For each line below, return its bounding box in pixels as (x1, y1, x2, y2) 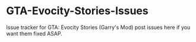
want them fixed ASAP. (6, 30, 62, 37)
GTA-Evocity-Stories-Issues (6, 4, 148, 18)
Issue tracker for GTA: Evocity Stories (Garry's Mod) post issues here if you (6, 24, 191, 31)
